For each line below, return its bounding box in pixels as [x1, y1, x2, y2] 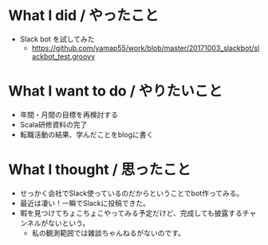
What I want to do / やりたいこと [8, 82, 223, 100]
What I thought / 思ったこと [8, 161, 191, 179]
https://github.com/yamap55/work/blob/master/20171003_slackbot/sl [31, 43, 260, 52]
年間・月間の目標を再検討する [19, 110, 118, 119]
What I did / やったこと [8, 6, 160, 25]
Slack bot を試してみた [19, 34, 95, 44]
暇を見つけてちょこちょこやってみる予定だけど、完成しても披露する [19, 208, 243, 218]
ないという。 [47, 218, 90, 227]
